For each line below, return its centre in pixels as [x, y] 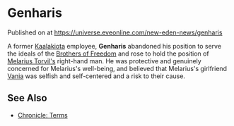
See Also [27, 98]
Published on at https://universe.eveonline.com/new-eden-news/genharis [115, 32]
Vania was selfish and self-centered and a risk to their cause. [96, 76]
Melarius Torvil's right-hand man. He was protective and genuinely [104, 61]
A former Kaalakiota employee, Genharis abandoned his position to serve [114, 46]
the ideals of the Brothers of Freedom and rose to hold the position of [109, 53]
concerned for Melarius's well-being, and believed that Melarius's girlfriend [117, 68]
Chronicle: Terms [43, 115]
